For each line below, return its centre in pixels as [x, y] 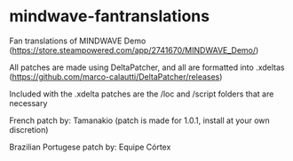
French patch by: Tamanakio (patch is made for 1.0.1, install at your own [140, 120]
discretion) [29, 129]
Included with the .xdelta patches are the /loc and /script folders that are [142, 94]
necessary [28, 103]
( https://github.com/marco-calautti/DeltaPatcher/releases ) [116, 76]
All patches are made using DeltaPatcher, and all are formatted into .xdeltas [147, 67]
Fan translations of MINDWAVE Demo [78, 41]
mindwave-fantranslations [110, 16]
